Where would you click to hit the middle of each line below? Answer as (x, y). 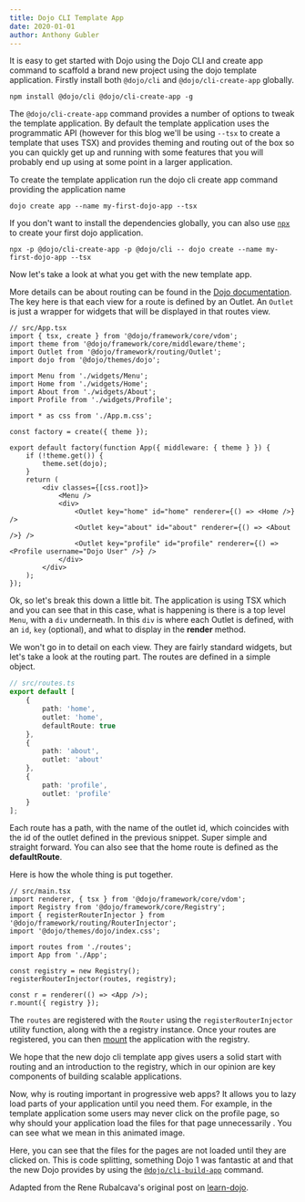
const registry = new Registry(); (75, 971)
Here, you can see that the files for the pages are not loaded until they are (148, 1151)
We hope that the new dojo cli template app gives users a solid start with (146, 1057)
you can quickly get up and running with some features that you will (137, 152)
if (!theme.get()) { (65, 456)
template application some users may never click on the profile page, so (145, 1114)
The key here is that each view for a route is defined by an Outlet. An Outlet (152, 302)
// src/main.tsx (40, 891)
